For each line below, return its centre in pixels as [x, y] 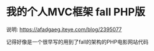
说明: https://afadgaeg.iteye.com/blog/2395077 [64, 29]
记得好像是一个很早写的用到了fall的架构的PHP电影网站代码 [77, 42]
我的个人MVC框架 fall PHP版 [76, 12]
